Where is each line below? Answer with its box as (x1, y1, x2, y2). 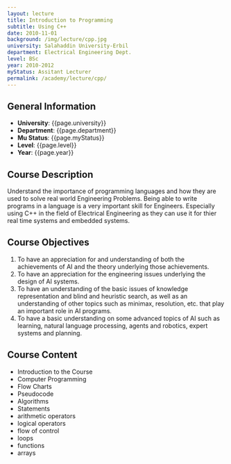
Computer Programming (17, 374, 87, 383)
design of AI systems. (17, 277, 80, 285)
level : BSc (7, 56, 39, 63)
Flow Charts (17, 382, 52, 390)
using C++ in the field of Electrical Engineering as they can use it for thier (7, 209, 217, 217)
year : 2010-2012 (7, 62, 54, 69)
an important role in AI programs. (17, 306, 112, 315)
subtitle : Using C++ (7, 23, 67, 30)
